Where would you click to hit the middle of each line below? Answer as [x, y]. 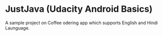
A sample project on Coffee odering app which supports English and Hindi [81, 23]
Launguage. [17, 28]
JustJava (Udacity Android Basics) [79, 9]
